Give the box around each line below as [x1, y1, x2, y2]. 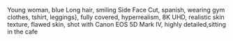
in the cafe [7, 27, 38, 36]
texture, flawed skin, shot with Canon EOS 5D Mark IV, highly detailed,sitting [7, 20, 227, 28]
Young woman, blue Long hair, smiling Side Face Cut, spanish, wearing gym [7, 6, 225, 14]
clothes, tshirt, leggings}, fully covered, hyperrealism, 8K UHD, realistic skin [7, 13, 225, 21]
